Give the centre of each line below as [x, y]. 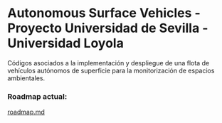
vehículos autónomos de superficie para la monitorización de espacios [111, 70]
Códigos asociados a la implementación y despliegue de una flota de [109, 63]
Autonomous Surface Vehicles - [104, 13]
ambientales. [26, 78]
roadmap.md [26, 112]
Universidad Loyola [66, 43]
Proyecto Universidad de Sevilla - [108, 28]
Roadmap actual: [37, 96]
